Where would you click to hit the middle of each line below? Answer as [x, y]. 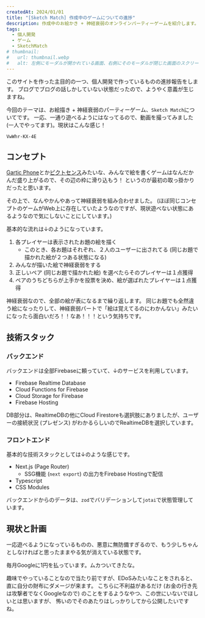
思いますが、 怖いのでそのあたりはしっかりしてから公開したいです [106, 601]
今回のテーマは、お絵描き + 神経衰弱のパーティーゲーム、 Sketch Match [95, 109]
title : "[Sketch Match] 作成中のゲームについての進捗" [71, 18]
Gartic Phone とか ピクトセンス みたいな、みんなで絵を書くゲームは [89, 172]
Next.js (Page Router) [42, 467]
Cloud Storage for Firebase [49, 396]
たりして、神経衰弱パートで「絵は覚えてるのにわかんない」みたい [115, 309]
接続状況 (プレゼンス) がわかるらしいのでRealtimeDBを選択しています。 [107, 423]
